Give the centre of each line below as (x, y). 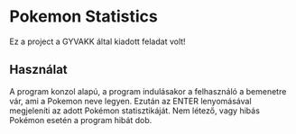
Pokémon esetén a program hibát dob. (81, 120)
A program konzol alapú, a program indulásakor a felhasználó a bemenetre (148, 91)
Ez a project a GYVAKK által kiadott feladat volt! (98, 41)
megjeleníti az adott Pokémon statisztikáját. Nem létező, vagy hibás (134, 111)
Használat (38, 70)
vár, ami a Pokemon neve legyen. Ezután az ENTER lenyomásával (130, 101)
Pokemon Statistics (83, 17)
